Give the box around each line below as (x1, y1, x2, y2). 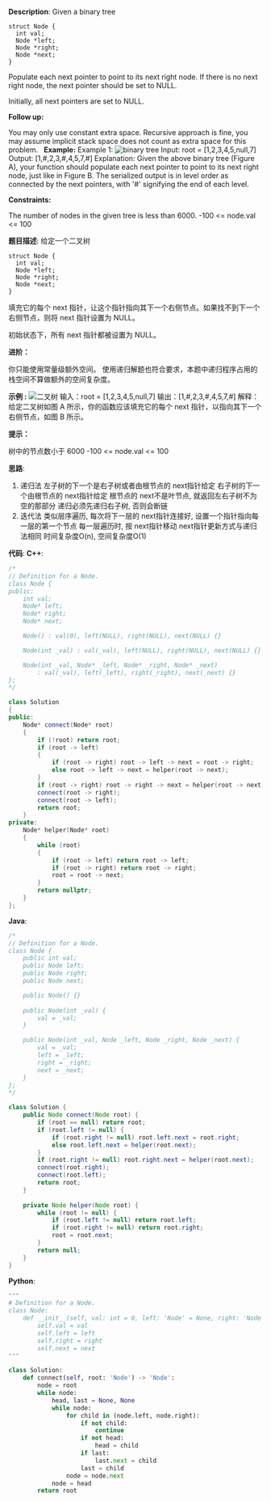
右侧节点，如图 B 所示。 (8, 412, 89, 422)
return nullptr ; (37, 886, 92, 895)
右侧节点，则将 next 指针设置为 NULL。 (8, 313, 140, 322)
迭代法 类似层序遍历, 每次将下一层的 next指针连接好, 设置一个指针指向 (19, 511, 252, 520)
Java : (8, 916, 27, 926)
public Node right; (23, 969, 89, 977)
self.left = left (37, 1329, 95, 1338)
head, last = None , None (51, 1396, 135, 1405)
